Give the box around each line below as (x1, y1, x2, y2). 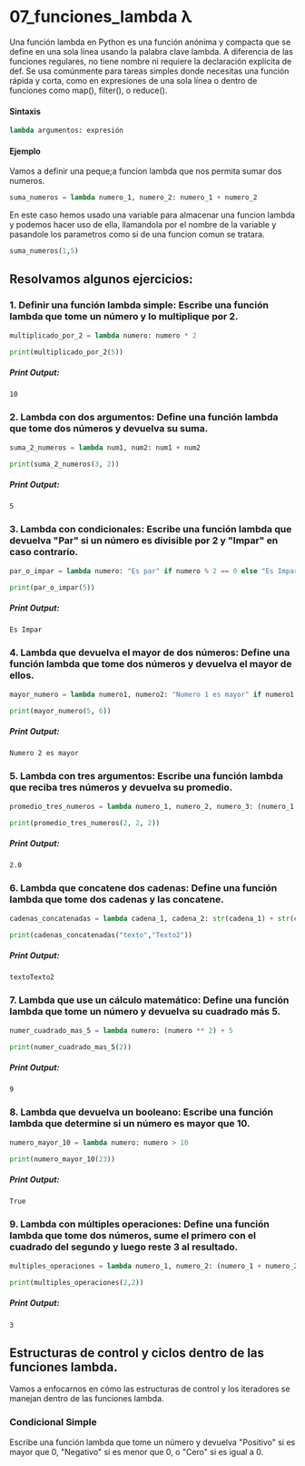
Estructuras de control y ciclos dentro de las (9, 1345, 265, 1360)
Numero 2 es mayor (9, 749, 79, 758)
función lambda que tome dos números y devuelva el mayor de (9, 658, 292, 671)
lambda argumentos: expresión (9, 126, 124, 136)
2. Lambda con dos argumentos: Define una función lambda (9, 411, 279, 424)
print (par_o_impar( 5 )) (9, 582, 95, 592)
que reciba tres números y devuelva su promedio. (9, 781, 233, 794)
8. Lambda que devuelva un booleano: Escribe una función (9, 1106, 274, 1118)
